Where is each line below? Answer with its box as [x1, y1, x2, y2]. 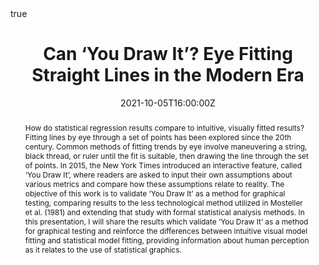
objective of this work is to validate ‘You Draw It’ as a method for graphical [24, 188, 286, 199]
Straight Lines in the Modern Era [31, 64, 305, 87]
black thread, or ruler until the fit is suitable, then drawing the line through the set [24, 150, 309, 161]
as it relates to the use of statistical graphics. [24, 244, 182, 255]
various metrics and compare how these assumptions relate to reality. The [24, 178, 285, 189]
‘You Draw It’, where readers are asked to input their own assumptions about [24, 169, 293, 180]
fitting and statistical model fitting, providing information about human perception [24, 235, 310, 246]
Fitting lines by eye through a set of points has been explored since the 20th [24, 132, 292, 142]
